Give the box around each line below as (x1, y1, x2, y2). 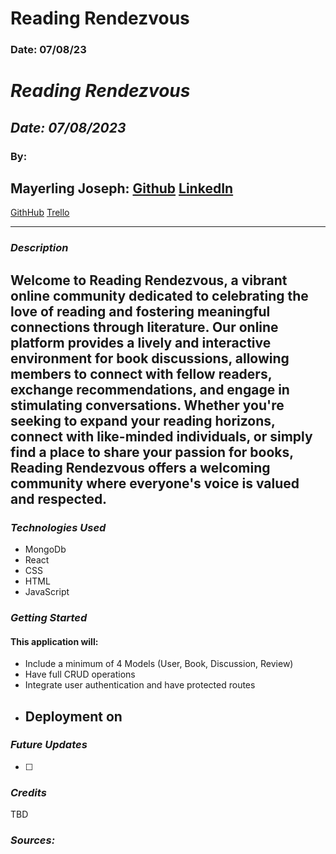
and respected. (10, 490, 108, 507)
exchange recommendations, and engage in (10, 381, 290, 398)
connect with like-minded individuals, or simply (10, 428, 313, 445)
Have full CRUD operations (24, 668, 136, 681)
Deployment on (24, 708, 123, 725)
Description (10, 241, 69, 255)
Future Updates (10, 738, 88, 752)
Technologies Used (10, 520, 107, 534)
